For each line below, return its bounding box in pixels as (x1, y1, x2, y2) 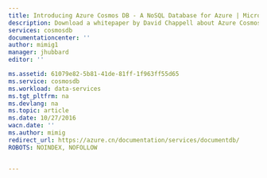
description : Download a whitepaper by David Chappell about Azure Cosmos (8, 19, 261, 27)
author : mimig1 (8, 41, 59, 49)
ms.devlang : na (8, 100, 59, 108)
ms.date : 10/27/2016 (8, 114, 77, 123)
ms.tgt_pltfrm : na (8, 92, 69, 100)
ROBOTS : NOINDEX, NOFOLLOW (8, 143, 98, 151)
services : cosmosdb (8, 26, 73, 34)
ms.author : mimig (8, 129, 66, 137)
